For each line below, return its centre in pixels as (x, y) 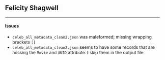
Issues (12, 26)
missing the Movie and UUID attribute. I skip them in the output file (78, 53)
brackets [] (24, 42)
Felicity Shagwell (32, 8)
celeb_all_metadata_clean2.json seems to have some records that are (83, 47)
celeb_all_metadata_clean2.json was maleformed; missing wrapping (82, 37)
